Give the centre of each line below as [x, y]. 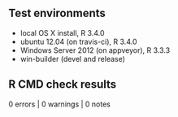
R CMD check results [63, 84]
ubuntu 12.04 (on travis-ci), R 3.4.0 [78, 41]
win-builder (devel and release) [73, 58]
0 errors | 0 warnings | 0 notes [60, 104]
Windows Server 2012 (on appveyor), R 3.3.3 [95, 50]
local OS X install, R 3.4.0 [62, 32]
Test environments [57, 13]
